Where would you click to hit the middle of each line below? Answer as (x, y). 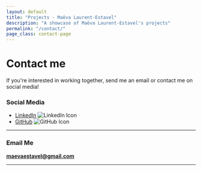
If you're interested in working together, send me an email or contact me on (100, 80)
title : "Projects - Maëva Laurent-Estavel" (62, 17)
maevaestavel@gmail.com (40, 156)
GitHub (24, 122)
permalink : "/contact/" (36, 28)
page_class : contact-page (38, 34)
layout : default (26, 12)
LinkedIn (26, 115)
